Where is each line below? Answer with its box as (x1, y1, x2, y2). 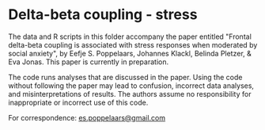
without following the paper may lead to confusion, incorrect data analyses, (8, 81, 255, 90)
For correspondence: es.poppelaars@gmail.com (8, 113, 166, 122)
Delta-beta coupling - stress (8, 6, 198, 24)
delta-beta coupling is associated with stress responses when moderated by (8, 40, 258, 49)
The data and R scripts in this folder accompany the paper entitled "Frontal (8, 32, 252, 41)
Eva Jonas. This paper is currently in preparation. (8, 57, 168, 67)
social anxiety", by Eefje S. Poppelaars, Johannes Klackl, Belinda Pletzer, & (8, 48, 252, 58)
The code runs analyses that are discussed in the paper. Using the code (8, 72, 243, 82)
